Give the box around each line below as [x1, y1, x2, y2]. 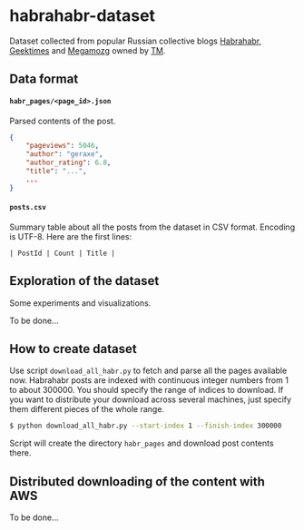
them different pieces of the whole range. [9, 404, 165, 415]
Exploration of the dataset [9, 273, 160, 289]
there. [9, 447, 32, 458]
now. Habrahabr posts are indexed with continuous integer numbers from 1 [9, 375, 289, 386]
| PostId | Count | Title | [9, 249, 116, 258]
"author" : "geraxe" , [25, 150, 103, 159]
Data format [9, 72, 79, 87]
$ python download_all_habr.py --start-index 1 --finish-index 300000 [9, 421, 282, 431]
